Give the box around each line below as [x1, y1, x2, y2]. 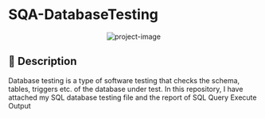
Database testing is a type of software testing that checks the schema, [8, 75, 240, 85]
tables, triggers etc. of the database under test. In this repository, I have [8, 84, 244, 93]
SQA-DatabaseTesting [8, 6, 159, 24]
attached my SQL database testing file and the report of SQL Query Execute [8, 93, 257, 102]
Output [8, 101, 31, 110]
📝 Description [8, 55, 77, 68]
